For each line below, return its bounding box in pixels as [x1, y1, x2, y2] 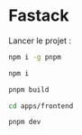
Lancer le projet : [8, 35, 72, 46]
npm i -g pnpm [8, 52, 62, 61]
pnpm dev [8, 118, 41, 127]
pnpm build [8, 85, 50, 94]
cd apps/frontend [8, 101, 74, 111]
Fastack [8, 5, 69, 26]
